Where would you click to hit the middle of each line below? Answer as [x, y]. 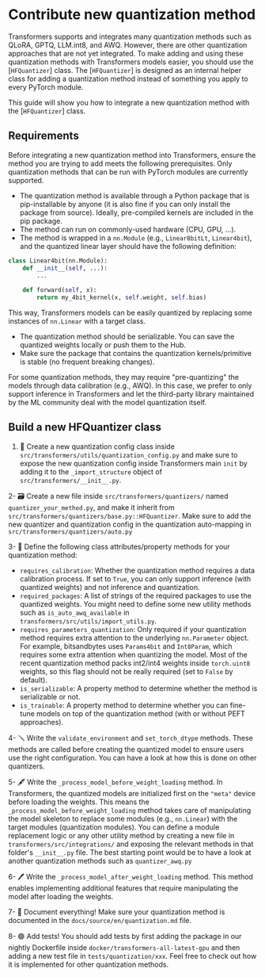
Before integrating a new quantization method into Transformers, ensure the [132, 155]
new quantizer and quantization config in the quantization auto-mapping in [130, 524]
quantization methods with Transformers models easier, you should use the [131, 62]
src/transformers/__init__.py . [70, 480]
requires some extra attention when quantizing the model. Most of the [133, 654]
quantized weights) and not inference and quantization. [110, 587]
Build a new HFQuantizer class [85, 427]
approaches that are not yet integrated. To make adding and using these [126, 53]
